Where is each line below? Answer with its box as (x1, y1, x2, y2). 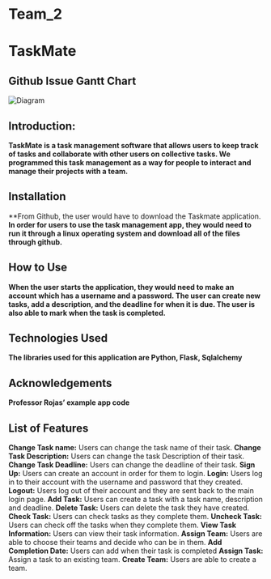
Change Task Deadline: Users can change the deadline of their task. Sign (8, 460, 256, 470)
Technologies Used (8, 331, 108, 345)
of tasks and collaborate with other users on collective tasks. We (8, 149, 231, 159)
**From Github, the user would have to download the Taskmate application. (8, 211, 261, 221)
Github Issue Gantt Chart (8, 74, 137, 87)
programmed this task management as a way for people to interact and (8, 158, 252, 167)
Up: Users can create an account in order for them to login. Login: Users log (8, 469, 263, 479)
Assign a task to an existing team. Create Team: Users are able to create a (8, 555, 256, 564)
